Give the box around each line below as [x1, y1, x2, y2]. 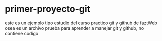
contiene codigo [5, 30, 39, 36]
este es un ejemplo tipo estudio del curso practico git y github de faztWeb [5, 20, 157, 26]
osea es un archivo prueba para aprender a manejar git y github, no [5, 25, 144, 31]
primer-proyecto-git [5, 3, 91, 15]
